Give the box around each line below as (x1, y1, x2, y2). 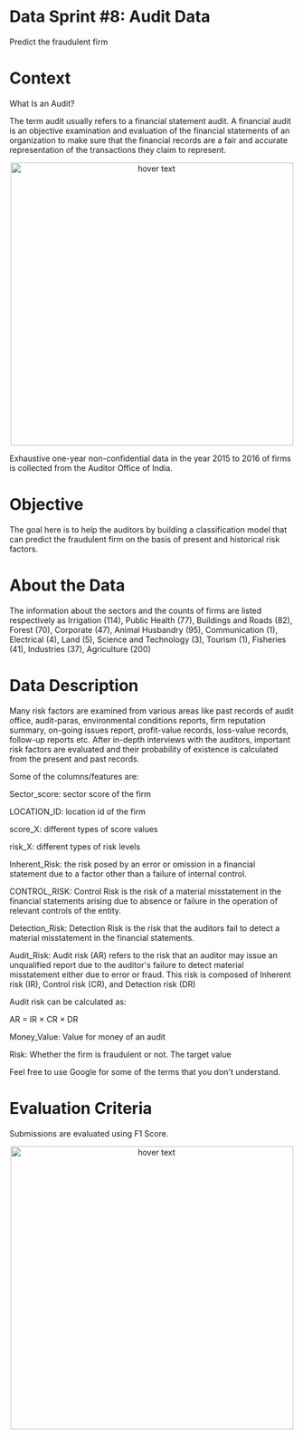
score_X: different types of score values (9, 823, 158, 834)
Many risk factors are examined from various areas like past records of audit (9, 705, 294, 716)
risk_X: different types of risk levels (9, 840, 141, 852)
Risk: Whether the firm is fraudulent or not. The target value (9, 1049, 232, 1060)
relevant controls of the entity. (9, 905, 122, 916)
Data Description (9, 675, 139, 696)
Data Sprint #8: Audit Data (9, 6, 211, 27)
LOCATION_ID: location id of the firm (9, 806, 147, 817)
